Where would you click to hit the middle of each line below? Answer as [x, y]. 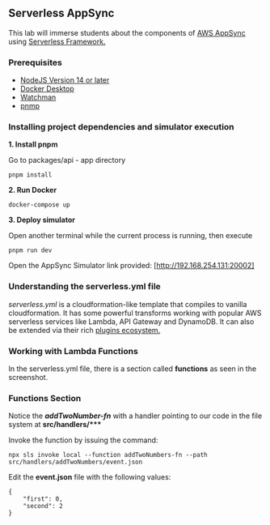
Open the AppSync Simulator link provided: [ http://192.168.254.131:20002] [131, 266]
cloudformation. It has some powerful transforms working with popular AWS [135, 313]
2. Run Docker [33, 190]
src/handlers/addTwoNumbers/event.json [76, 462]
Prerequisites [35, 62]
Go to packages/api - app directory [67, 160]
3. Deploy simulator [42, 220]
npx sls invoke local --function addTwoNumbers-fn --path [108, 455]
